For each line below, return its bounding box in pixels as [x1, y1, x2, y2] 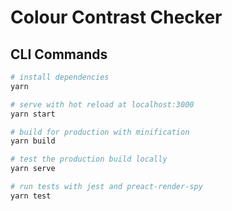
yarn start [10, 109, 56, 119]
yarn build [10, 136, 56, 146]
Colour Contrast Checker [10, 6, 223, 29]
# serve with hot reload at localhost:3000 [10, 99, 195, 110]
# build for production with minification [10, 127, 190, 137]
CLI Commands [10, 46, 108, 63]
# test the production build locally [10, 154, 168, 165]
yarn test [10, 191, 52, 201]
